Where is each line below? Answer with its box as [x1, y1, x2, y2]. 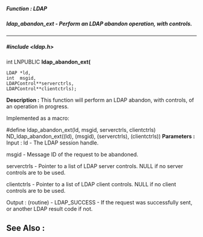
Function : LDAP [6, 5, 47, 12]
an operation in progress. [6, 103, 69, 110]
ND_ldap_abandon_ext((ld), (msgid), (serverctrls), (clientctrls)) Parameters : [6, 133, 195, 140]
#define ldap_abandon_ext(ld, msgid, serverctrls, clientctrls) [6, 126, 156, 134]
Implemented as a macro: [6, 115, 69, 122]
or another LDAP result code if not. [6, 206, 93, 213]
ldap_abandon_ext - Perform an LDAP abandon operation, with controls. [6, 20, 193, 27]
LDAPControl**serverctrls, [6, 80, 74, 87]
